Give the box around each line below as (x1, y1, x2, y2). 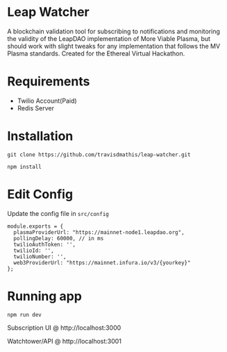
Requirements (7, 74, 90, 90)
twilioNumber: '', (13, 253, 67, 260)
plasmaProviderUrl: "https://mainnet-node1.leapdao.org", (13, 228, 185, 236)
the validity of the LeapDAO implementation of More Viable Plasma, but (7, 34, 210, 42)
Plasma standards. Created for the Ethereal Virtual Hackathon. (7, 49, 185, 58)
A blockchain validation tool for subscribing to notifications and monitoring (7, 27, 221, 35)
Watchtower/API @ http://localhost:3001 (7, 337, 121, 345)
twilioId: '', (13, 247, 54, 254)
